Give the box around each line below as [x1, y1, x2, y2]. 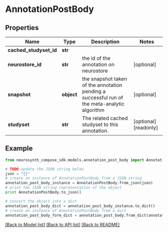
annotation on [82, 61, 115, 68]
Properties [5, 23, 39, 32]
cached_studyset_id [7, 46, 57, 53]
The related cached [82, 115, 128, 121]
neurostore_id [7, 61, 41, 68]
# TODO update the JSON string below [5, 166, 84, 171]
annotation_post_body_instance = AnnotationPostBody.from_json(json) [5, 180, 153, 185]
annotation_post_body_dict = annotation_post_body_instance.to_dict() [5, 203, 155, 208]
